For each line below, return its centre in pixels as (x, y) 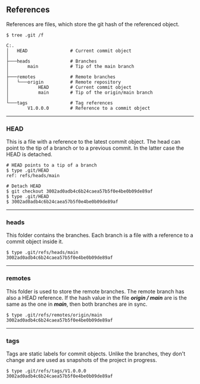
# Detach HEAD (24, 186)
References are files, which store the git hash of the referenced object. (93, 24)
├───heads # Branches (51, 61)
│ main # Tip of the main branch (70, 66)
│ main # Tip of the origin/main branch (79, 92)
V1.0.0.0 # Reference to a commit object (89, 108)
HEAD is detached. (29, 154)
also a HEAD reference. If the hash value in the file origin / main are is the (97, 298)
